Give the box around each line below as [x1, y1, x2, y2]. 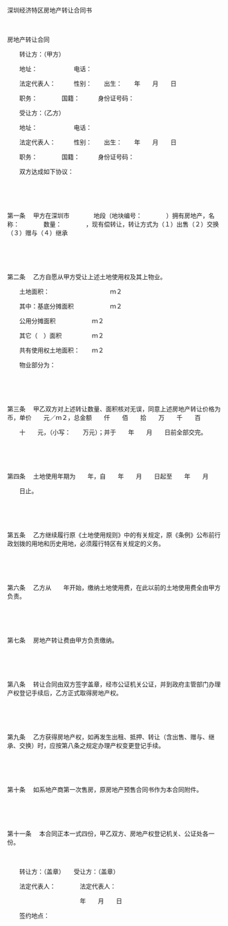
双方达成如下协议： [19, 168, 74, 175]
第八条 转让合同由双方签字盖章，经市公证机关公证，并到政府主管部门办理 [7, 680, 221, 688]
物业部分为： [19, 361, 56, 369]
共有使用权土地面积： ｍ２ [19, 346, 104, 354]
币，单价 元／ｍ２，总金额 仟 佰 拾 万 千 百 [7, 414, 201, 421]
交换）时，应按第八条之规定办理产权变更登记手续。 [19, 742, 164, 749]
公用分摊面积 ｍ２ [19, 317, 104, 325]
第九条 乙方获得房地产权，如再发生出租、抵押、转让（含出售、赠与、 [7, 733, 209, 741]
